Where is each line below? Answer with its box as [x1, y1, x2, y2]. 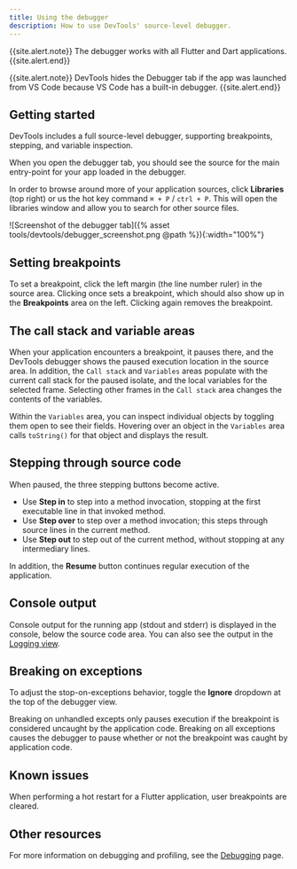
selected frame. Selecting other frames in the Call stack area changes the [9, 384, 282, 395]
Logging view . [9, 638, 60, 648]
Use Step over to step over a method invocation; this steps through [21, 515, 269, 526]
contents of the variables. [9, 394, 103, 404]
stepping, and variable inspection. [9, 140, 133, 151]
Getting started [9, 107, 96, 122]
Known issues [9, 768, 90, 783]
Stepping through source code [9, 456, 182, 471]
